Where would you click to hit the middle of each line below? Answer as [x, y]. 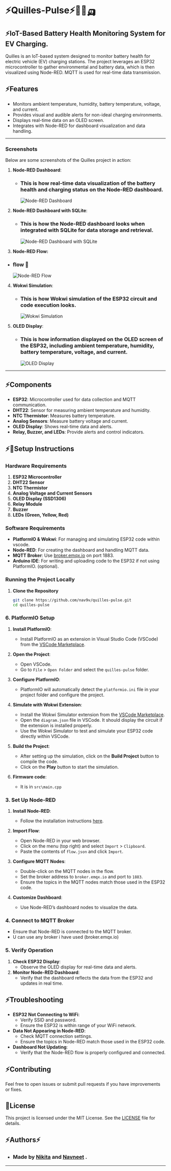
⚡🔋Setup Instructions [40, 448]
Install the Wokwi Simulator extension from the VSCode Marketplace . [93, 714]
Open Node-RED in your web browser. [60, 841]
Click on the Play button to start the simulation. [69, 767]
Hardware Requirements [36, 466]
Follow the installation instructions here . [62, 821]
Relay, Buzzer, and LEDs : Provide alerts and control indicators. [78, 432]
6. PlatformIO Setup [30, 618]
